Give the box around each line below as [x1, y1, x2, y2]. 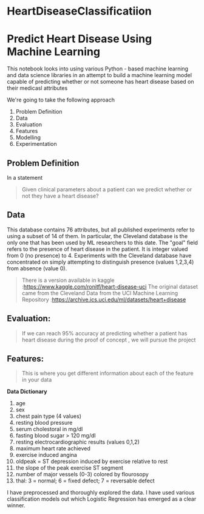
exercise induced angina [15, 451, 78, 459]
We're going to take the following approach [7, 96, 115, 104]
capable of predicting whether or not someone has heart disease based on [7, 78, 194, 86]
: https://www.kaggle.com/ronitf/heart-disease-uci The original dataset [21, 283, 198, 290]
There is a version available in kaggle [21, 276, 115, 284]
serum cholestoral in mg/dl [15, 425, 83, 433]
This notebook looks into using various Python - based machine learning [7, 65, 189, 72]
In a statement [7, 174, 43, 181]
